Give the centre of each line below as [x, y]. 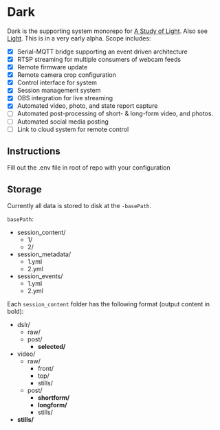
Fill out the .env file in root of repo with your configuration [89, 168]
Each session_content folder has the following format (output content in [109, 304]
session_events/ [40, 276]
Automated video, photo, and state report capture [87, 106]
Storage [25, 189]
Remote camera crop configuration [67, 75]
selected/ [52, 347]
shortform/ [54, 398]
